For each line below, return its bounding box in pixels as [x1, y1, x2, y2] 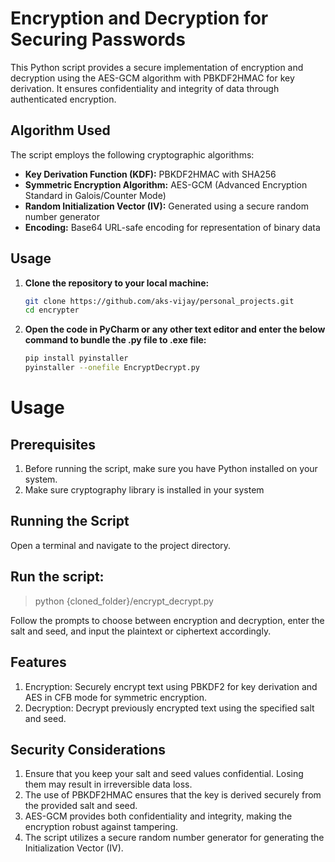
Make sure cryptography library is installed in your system [24, 484, 265, 496]
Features [10, 654, 67, 671]
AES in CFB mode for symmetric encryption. [24, 691, 207, 703]
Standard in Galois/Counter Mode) [24, 189, 167, 201]
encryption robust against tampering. [24, 821, 178, 833]
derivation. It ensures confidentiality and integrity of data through [10, 82, 280, 94]
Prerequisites [10, 436, 96, 453]
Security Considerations [10, 741, 167, 758]
